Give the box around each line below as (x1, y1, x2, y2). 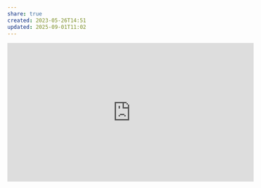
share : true (7, 10, 42, 18)
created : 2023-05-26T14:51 (7, 17, 87, 24)
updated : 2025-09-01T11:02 (7, 23, 87, 30)
